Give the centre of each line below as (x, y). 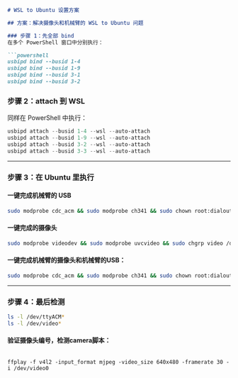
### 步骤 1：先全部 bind (41, 35)
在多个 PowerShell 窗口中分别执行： (56, 43)
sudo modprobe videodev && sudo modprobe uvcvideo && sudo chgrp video (115, 243)
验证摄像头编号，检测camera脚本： (59, 340)
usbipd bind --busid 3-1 (44, 75)
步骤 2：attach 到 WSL (46, 101)
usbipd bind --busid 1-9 (44, 68)
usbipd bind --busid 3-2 (44, 82)
